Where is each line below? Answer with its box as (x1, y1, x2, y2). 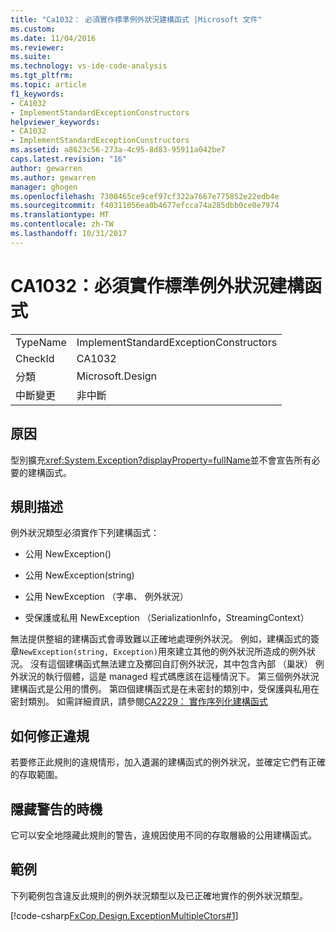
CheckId (15, 351, 55, 365)
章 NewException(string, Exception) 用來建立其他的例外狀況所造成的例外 (10, 646, 307, 658)
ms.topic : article (10, 80, 87, 90)
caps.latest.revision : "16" (10, 154, 128, 164)
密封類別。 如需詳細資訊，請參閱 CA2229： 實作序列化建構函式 (10, 696, 268, 708)
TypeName (15, 335, 67, 349)
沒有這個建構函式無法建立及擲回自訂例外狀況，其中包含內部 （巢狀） (29, 658, 313, 670)
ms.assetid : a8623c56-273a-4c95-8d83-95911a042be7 (10, 145, 226, 155)
